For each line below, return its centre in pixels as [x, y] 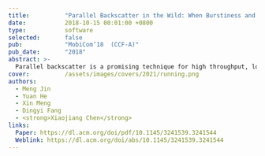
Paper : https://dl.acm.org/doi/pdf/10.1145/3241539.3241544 [116, 132]
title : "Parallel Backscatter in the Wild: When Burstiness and [132, 15]
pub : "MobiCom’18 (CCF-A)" [74, 45]
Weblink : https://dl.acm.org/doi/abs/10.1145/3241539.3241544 [119, 140]
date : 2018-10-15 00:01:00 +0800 [81, 23]
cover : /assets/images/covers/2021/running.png [104, 74]
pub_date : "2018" [47, 52]
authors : [22, 81]
